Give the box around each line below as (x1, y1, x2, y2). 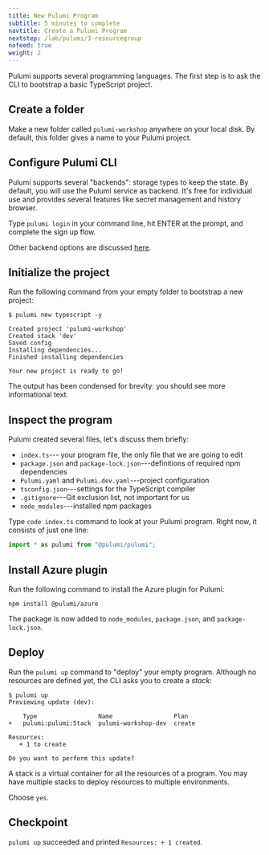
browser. (8, 202, 38, 213)
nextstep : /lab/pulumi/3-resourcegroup (8, 34, 142, 43)
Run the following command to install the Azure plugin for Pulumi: (8, 584, 225, 594)
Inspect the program (8, 413, 112, 426)
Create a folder (8, 103, 85, 116)
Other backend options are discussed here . (8, 242, 152, 252)
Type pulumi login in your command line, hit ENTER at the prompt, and (8, 218, 243, 228)
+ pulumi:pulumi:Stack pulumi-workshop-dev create (8, 719, 196, 727)
